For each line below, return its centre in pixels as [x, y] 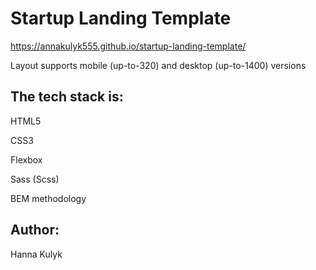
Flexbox [26, 159]
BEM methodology [48, 198]
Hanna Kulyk [36, 254]
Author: [35, 230]
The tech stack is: [67, 97]
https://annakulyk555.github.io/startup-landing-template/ [128, 46]
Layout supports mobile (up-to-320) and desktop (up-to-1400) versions [158, 65]
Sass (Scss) [35, 179]
